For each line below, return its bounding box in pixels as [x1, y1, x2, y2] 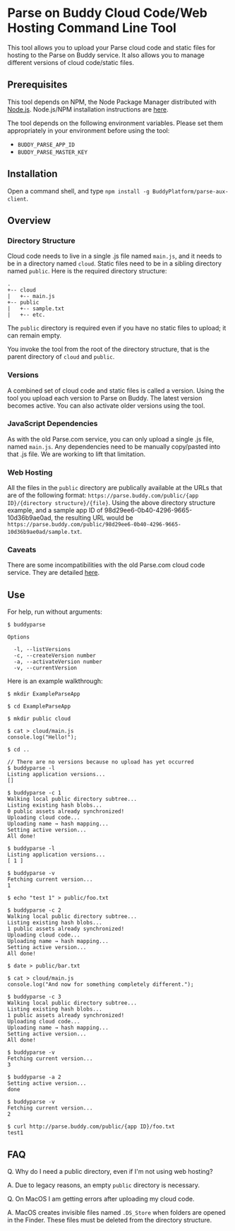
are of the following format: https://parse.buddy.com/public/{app [7, 491, 199, 499]
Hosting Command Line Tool [7, 20, 176, 36]
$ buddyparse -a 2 [7, 1074, 61, 1081]
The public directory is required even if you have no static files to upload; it [7, 323, 227, 333]
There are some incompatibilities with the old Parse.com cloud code [7, 561, 205, 569]
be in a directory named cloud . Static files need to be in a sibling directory [7, 259, 222, 268]
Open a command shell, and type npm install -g [7, 186, 150, 195]
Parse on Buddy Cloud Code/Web [7, 5, 208, 21]
